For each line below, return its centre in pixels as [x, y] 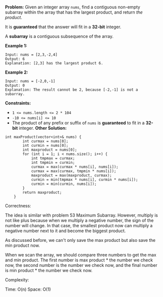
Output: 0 [15, 85]
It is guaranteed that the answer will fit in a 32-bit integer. [63, 27]
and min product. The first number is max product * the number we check [79, 260]
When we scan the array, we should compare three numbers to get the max [81, 255]
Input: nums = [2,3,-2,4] [31, 55]
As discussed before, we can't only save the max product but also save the [80, 240]
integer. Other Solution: [43, 128]
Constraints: [18, 103]
